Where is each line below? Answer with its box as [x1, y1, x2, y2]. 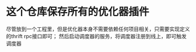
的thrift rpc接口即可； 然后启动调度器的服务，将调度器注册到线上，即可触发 [6, 32, 187, 39]
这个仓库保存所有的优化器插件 [6, 5, 150, 18]
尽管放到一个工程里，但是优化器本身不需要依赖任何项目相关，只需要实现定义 [6, 25, 190, 32]
